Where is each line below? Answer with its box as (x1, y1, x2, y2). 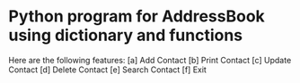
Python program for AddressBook (8, 6, 266, 27)
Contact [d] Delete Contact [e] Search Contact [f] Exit (8, 64, 207, 75)
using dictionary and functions (8, 25, 243, 46)
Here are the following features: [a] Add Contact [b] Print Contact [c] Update (8, 54, 292, 65)
